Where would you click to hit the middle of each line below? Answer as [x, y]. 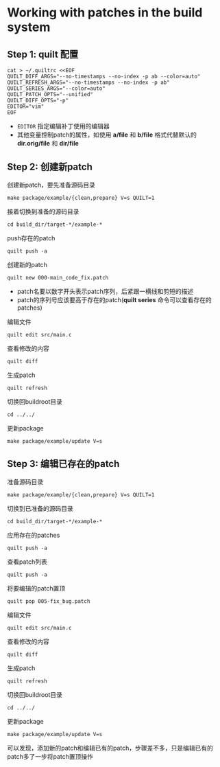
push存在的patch [31, 238]
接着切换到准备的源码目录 [43, 211]
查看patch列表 [27, 562]
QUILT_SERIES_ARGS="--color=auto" [57, 89]
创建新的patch [27, 264]
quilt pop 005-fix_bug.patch [49, 601]
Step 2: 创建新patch [50, 167]
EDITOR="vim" [26, 106]
